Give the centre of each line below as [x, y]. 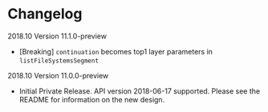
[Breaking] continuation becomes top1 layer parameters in [116, 51]
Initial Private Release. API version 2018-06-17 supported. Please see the [140, 91]
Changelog [45, 14]
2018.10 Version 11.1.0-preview [57, 36]
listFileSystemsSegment [59, 61]
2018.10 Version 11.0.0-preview [58, 75]
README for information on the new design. [92, 99]
